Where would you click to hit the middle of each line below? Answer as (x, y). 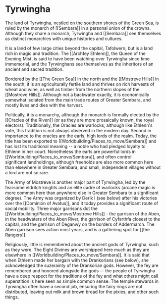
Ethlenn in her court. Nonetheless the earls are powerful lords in (70, 152)
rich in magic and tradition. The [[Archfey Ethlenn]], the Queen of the (76, 53)
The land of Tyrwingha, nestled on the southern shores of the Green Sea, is (82, 23)
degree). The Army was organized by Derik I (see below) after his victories (81, 198)
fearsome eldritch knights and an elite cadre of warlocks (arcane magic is (80, 187)
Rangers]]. (16, 235)
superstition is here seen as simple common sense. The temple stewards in (82, 281)
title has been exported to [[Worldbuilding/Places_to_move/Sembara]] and (81, 141)
